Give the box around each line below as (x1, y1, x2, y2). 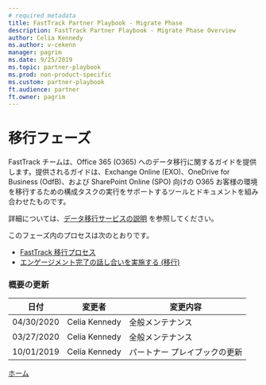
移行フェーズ (8, 129, 91, 148)
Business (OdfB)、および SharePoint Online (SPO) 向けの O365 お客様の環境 (8, 177, 258, 187)
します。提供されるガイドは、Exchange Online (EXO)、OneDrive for (8, 167, 230, 177)
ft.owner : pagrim (8, 93, 66, 101)
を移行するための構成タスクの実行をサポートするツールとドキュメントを (8, 187, 245, 197)
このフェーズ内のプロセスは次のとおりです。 (8, 231, 153, 241)
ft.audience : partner (8, 85, 80, 94)
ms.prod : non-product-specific (8, 71, 112, 79)
